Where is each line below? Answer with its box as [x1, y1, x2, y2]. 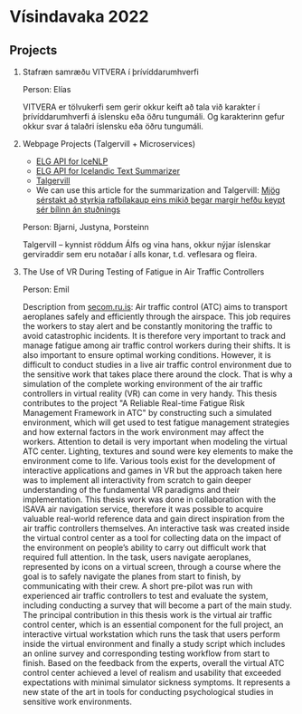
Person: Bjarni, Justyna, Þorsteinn [22, 222, 149, 232]
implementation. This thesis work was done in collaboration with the [22, 494, 277, 505]
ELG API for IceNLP [35, 156, 109, 167]
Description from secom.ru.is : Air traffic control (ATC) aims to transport [22, 302, 288, 312]
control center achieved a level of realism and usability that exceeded [22, 668, 282, 678]
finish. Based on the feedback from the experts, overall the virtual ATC [22, 658, 285, 668]
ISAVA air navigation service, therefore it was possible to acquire [22, 504, 264, 514]
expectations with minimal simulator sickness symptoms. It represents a [22, 677, 291, 688]
